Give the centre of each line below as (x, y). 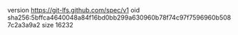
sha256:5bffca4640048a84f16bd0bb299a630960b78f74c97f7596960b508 (119, 17)
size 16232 (57, 25)
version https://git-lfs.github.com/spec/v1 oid (74, 10)
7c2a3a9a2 (24, 25)
